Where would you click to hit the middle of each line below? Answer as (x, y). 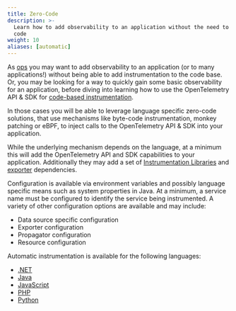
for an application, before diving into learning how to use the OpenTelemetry (118, 90)
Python (28, 300)
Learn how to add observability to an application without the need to (122, 27)
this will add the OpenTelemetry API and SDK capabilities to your (101, 154)
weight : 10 (23, 40)
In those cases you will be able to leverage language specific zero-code (112, 111)
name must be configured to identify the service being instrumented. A (111, 198)
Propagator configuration (54, 235)
